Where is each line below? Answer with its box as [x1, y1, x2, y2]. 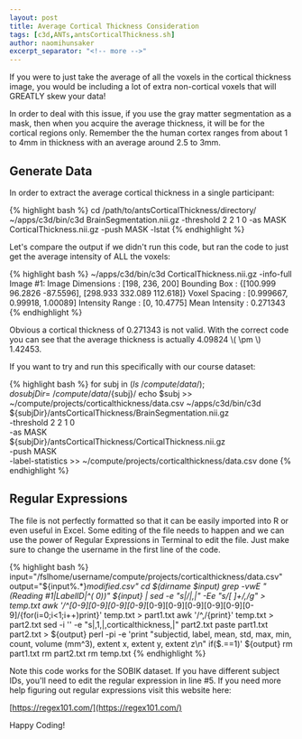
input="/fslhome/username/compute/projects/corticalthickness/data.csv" [9, 571, 283, 582]
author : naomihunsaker [9, 38, 95, 48]
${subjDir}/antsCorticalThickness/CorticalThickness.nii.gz [9, 435, 225, 447]
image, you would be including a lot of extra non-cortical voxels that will [9, 81, 277, 92]
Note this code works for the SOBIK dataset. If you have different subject [9, 665, 280, 676]
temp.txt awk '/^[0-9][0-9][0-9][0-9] [9, 600, 147, 611]
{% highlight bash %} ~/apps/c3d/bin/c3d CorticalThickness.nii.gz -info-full [9, 268, 293, 279]
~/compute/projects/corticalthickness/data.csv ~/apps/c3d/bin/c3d [9, 398, 261, 408]
